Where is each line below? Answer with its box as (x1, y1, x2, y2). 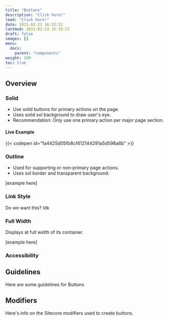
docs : (10, 46, 22, 51)
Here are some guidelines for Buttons (5, 281, 85, 288)
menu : (5, 41, 17, 46)
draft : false (5, 31, 33, 36)
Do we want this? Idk (5, 204, 50, 211)
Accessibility (5, 252, 39, 259)
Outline (5, 153, 24, 160)
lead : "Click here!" (5, 17, 50, 22)
